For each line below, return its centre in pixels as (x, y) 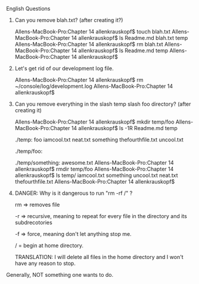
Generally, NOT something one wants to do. (60, 275)
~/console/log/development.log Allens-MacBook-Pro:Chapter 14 (94, 86)
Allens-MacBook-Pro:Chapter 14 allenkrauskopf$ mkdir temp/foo (94, 122)
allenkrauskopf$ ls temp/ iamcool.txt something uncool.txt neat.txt (96, 175)
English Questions (28, 9)
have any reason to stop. (45, 263)
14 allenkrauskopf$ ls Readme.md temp (120, 51)
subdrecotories (33, 223)
